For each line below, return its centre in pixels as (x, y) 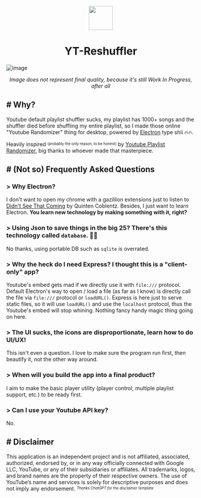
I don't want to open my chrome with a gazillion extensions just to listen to (98, 200)
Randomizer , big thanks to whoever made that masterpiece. (80, 150)
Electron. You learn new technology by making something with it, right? (97, 212)
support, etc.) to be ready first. (44, 395)
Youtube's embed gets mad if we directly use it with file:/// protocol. (94, 285)
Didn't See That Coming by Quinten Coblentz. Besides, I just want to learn (97, 206)
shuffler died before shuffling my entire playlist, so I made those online (94, 126)
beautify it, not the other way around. (52, 359)
